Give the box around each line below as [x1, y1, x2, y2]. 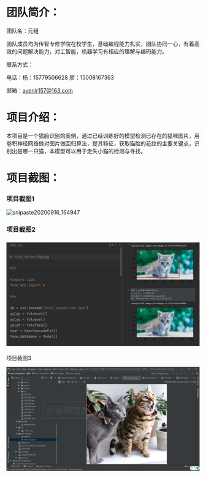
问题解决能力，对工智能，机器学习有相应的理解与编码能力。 [17, 47, 167, 55]
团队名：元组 [6, 27, 39, 34]
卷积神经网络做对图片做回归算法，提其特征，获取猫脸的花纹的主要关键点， [6, 139, 194, 147]
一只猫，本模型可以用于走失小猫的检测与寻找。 [27, 147, 146, 155]
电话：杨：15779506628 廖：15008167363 [6, 74, 115, 81]
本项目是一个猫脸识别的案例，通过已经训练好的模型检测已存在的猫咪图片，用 [6, 132, 200, 139]
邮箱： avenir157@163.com [6, 86, 74, 94]
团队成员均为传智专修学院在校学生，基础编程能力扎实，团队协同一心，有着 [6, 40, 194, 47]
